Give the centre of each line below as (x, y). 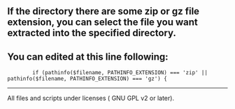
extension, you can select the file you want (102, 23)
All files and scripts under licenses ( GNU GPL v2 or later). (91, 98)
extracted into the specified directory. (92, 33)
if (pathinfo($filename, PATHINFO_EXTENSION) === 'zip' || (120, 73)
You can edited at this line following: (88, 57)
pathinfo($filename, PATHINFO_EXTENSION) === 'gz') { (87, 79)
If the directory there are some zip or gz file (104, 11)
